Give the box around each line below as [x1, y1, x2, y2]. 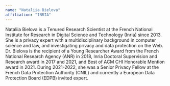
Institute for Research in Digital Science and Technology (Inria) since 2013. [5, 32, 162, 38]
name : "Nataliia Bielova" [5, 7, 60, 13]
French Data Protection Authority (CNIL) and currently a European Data [5, 69, 155, 75]
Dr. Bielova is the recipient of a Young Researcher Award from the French [5, 48, 159, 54]
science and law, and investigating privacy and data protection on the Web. [5, 42, 163, 48]
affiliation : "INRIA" [5, 12, 52, 17]
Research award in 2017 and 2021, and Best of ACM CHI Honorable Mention [5, 59, 165, 65]
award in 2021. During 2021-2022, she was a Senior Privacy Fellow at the [5, 64, 159, 70]
